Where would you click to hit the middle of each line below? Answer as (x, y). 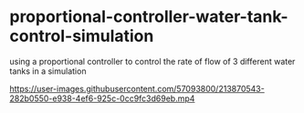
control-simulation (82, 36)
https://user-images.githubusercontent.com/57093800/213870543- (137, 88)
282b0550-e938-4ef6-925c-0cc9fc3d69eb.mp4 (102, 98)
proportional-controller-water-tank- (149, 17)
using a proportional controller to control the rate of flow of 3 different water (152, 61)
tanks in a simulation (48, 71)
